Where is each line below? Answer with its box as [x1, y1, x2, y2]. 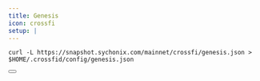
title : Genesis [8, 11, 59, 20]
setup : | [8, 26, 38, 34]
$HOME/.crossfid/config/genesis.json [8, 55, 134, 64]
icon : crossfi [8, 19, 56, 27]
